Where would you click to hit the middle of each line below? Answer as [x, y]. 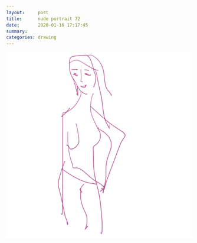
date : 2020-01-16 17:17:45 [47, 25]
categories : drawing [32, 38]
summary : [17, 31]
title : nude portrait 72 [43, 19]
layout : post [27, 12]
